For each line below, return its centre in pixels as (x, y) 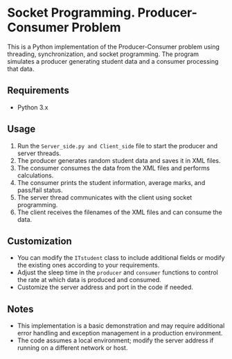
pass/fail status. (40, 190)
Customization (40, 241)
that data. (21, 69)
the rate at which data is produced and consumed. (89, 280)
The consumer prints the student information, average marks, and (111, 182)
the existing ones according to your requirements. (88, 265)
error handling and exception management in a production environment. (120, 333)
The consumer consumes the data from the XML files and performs (113, 168)
